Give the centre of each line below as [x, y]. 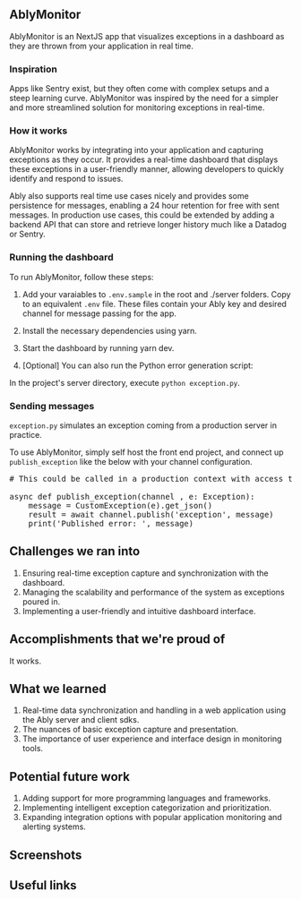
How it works [39, 131]
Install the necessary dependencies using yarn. [109, 330]
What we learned [58, 689]
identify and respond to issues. [66, 179]
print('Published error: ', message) [111, 523]
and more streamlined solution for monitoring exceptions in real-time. [137, 107]
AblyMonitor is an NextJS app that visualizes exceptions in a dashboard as [147, 36]
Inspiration [34, 69]
